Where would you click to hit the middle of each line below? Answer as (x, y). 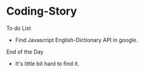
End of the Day (25, 52)
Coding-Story (42, 11)
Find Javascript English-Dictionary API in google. (76, 40)
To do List (19, 28)
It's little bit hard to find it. (47, 63)
